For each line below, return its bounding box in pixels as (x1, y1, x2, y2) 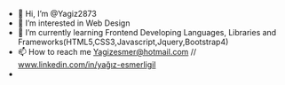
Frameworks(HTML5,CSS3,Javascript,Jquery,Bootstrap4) (17, 36, 229, 47)
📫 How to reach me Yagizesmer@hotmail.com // (17, 47, 197, 57)
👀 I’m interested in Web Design (17, 18, 131, 28)
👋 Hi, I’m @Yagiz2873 (17, 9, 98, 19)
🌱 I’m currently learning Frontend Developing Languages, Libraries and (17, 27, 277, 37)
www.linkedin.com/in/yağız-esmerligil (17, 59, 156, 70)
